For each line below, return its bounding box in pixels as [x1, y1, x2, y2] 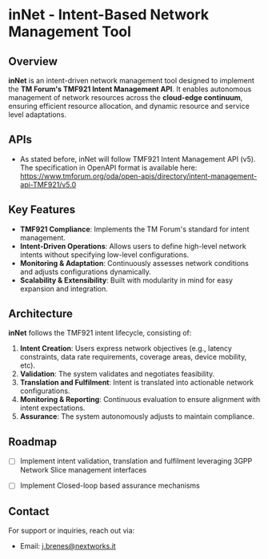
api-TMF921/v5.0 [19, 179, 77, 189]
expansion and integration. [19, 284, 108, 293]
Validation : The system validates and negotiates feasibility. [19, 369, 215, 379]
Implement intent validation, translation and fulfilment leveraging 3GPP [19, 456, 253, 466]
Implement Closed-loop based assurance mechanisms [19, 481, 200, 490]
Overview [8, 54, 58, 68]
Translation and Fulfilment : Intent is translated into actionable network [19, 378, 254, 388]
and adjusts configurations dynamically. [19, 267, 152, 276]
